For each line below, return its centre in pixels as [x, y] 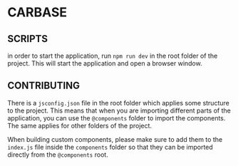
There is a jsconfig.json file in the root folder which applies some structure [118, 103]
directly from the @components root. [58, 155]
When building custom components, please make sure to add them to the [115, 139]
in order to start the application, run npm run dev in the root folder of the [113, 56]
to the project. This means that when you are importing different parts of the [119, 110]
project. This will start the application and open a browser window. [105, 63]
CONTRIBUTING [44, 86]
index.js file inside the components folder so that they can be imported [110, 147]
